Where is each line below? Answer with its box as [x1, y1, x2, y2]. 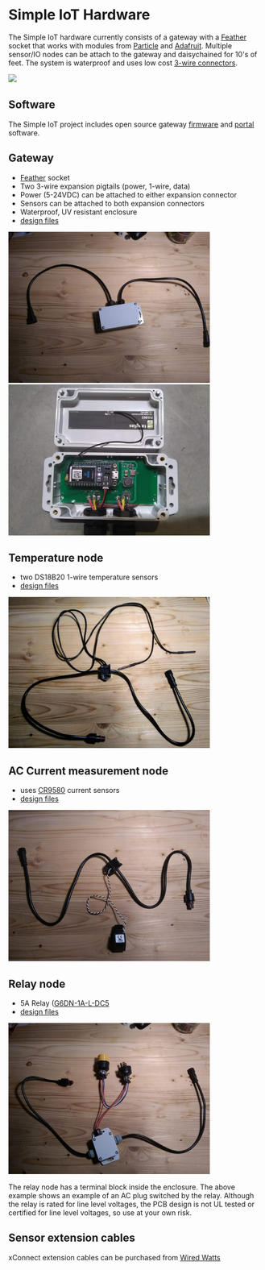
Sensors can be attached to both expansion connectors [19, 198, 205, 208]
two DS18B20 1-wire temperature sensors [19, 572, 159, 582]
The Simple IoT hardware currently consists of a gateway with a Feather [8, 32, 247, 42]
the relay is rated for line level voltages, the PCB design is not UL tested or [8, 1199, 255, 1209]
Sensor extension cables [8, 1231, 135, 1245]
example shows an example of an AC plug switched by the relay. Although [8, 1191, 255, 1200]
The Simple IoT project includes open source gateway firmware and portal [8, 119, 255, 129]
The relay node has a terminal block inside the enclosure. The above [8, 1182, 236, 1192]
